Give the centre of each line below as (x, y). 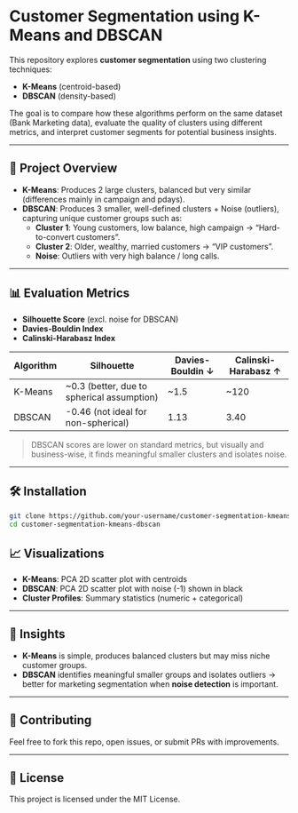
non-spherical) (97, 422)
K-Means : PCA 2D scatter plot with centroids (105, 578)
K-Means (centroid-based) (71, 86)
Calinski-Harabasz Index (69, 338)
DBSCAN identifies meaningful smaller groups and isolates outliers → (149, 674)
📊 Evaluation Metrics (70, 294)
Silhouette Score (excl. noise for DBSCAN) (100, 319)
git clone (27, 516)
